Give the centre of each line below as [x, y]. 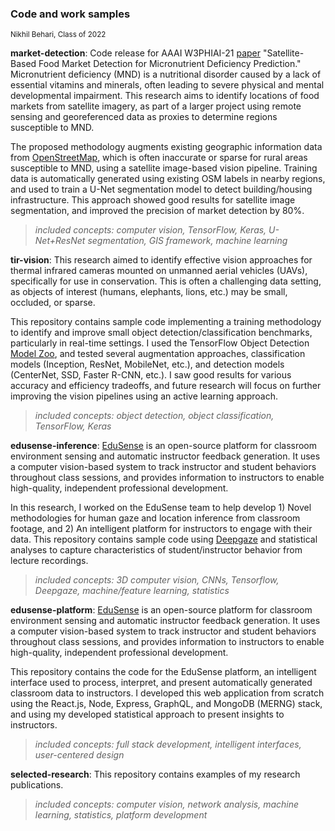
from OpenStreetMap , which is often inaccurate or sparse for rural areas [159, 158]
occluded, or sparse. [53, 303]
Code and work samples [70, 14]
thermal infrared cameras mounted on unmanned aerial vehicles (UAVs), [159, 271]
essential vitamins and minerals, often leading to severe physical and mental [167, 85]
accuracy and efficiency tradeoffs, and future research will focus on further [166, 386]
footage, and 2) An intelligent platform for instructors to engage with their [161, 529]
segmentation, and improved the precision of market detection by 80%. [157, 211]
